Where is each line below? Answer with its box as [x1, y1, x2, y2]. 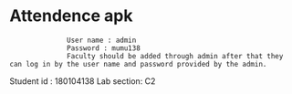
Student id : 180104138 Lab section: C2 [9, 75, 156, 87]
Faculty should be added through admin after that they [67, 51, 284, 60]
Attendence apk [9, 5, 133, 26]
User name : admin [67, 36, 137, 45]
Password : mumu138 [67, 43, 141, 53]
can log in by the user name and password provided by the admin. [9, 59, 267, 68]
